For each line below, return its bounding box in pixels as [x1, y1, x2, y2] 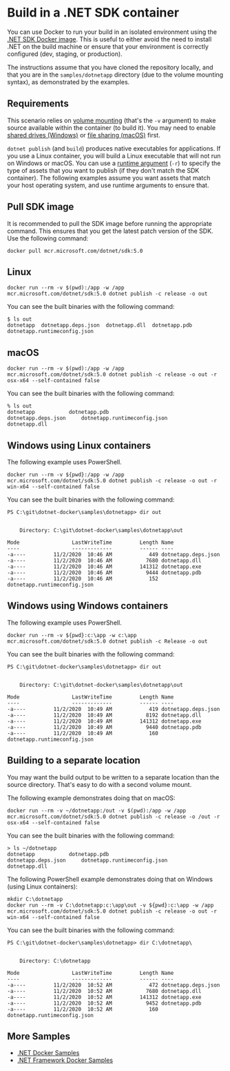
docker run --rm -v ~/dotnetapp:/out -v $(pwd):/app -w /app [7, 807, 187, 814]
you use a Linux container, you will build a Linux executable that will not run [7, 151, 221, 160]
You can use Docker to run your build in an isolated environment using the [7, 28, 217, 36]
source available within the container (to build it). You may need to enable [7, 123, 216, 132]
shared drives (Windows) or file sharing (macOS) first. [7, 131, 160, 139]
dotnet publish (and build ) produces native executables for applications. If [7, 144, 221, 153]
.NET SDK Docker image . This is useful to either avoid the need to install [7, 35, 212, 43]
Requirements [7, 98, 69, 110]
